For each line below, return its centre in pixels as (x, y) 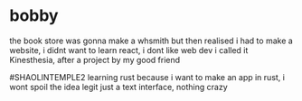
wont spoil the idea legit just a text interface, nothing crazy (118, 87)
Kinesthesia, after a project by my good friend (95, 60)
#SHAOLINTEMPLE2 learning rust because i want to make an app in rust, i (147, 77)
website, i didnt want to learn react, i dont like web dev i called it (129, 50)
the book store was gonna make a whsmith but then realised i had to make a (151, 41)
